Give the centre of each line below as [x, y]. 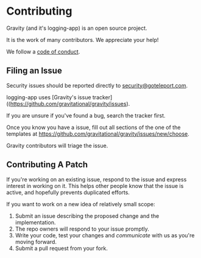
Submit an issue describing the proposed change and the [87, 216]
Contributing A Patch [47, 165]
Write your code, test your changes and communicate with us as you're [105, 235]
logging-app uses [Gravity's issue [49, 97]
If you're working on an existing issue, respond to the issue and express [97, 179]
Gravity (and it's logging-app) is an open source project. [77, 28]
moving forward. [36, 242]
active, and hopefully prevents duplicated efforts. [68, 192]
